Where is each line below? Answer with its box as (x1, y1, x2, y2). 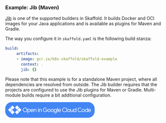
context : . (20, 61, 43, 66)
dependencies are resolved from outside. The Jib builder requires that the (5, 81, 157, 87)
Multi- (143, 86, 156, 92)
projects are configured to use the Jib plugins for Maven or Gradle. (5, 86, 143, 92)
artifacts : (16, 51, 39, 56)
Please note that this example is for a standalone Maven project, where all (5, 76, 157, 82)
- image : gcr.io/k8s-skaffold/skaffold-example (16, 56, 117, 61)
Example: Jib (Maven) (5, 4, 59, 11)
